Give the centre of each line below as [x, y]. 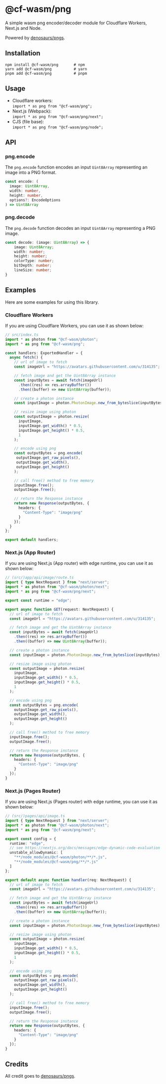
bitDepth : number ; [33, 266]
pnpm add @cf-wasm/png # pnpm [46, 73]
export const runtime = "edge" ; [38, 600]
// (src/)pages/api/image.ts [35, 816]
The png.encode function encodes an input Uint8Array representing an [76, 167]
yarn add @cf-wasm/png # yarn [46, 69]
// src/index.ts [22, 335]
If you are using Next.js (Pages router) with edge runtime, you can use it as [81, 802]
